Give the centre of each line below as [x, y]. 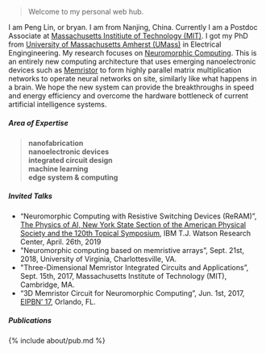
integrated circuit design [70, 160]
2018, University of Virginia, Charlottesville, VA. [98, 259]
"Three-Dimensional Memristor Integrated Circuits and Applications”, [134, 267]
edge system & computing [73, 177]
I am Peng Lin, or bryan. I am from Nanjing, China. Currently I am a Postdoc [133, 27]
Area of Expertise [38, 123]
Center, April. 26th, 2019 [60, 242]
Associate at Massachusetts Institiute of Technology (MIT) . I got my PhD [128, 36]
